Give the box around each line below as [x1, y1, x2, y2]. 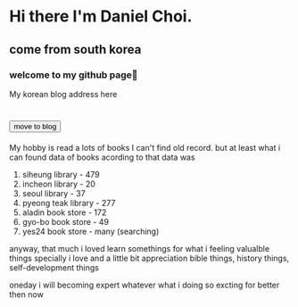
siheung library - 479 [21, 169, 100, 179]
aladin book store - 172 [21, 207, 107, 218]
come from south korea [9, 42, 142, 57]
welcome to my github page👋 [9, 69, 138, 81]
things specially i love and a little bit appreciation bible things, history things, [9, 253, 290, 263]
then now [9, 288, 45, 300]
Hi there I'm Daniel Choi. [9, 6, 193, 27]
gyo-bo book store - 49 [21, 216, 110, 227]
